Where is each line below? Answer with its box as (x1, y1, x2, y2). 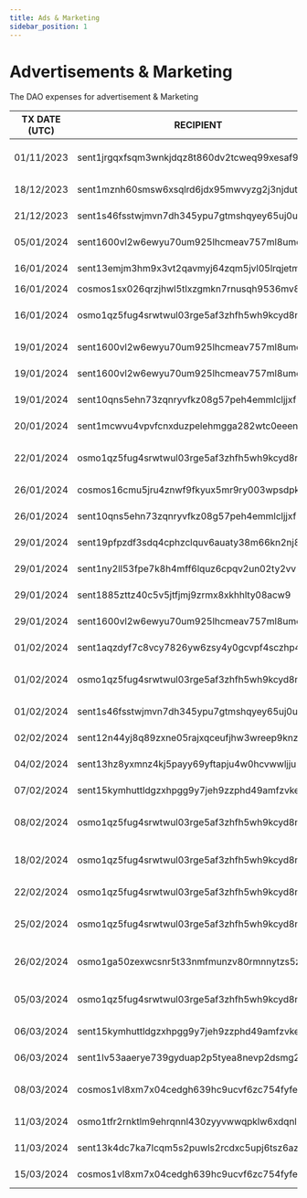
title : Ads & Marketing (9, 13, 101, 23)
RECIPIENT (174, 119, 223, 132)
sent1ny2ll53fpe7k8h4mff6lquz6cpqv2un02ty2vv (77, 563, 297, 576)
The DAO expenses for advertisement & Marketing (9, 91, 199, 102)
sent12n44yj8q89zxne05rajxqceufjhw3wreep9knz (77, 732, 299, 745)
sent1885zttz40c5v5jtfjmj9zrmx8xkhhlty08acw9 (77, 588, 291, 601)
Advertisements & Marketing (9, 61, 233, 82)
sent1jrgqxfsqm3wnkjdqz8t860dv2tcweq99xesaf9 (77, 152, 299, 164)
